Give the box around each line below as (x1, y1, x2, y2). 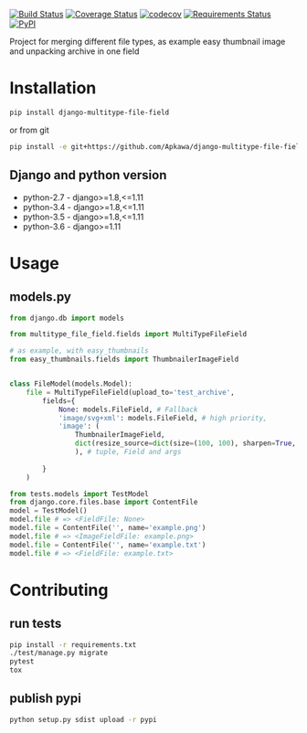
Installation (9, 78, 97, 99)
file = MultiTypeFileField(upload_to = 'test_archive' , (26, 388, 235, 397)
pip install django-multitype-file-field (9, 108, 170, 117)
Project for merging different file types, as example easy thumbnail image (9, 37, 286, 47)
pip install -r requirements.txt (9, 640, 137, 649)
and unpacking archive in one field (9, 46, 140, 57)
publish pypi (9, 691, 82, 706)
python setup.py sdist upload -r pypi (9, 715, 157, 724)
